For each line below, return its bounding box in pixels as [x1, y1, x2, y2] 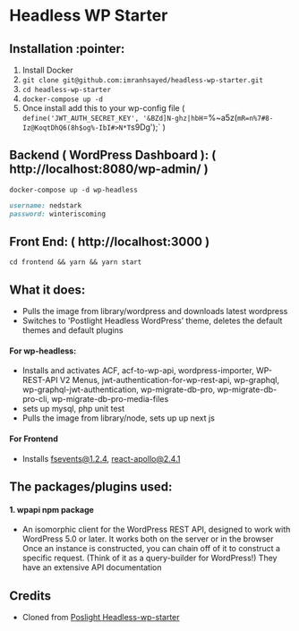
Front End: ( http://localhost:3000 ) [9, 234, 210, 249]
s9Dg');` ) [131, 122, 166, 132]
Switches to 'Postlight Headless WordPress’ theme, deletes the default [21, 315, 283, 327]
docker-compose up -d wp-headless [9, 185, 139, 194]
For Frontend [9, 433, 58, 444]
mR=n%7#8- [236, 114, 274, 123]
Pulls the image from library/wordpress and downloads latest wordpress [21, 306, 288, 317]
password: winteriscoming [9, 209, 106, 218]
